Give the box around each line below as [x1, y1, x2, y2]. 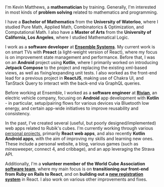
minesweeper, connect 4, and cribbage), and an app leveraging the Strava [5, 146, 155, 152]
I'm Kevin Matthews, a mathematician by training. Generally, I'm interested [5, 4, 156, 10]
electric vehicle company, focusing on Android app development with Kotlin [5, 95, 159, 101]
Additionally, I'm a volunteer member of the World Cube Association [5, 161, 145, 166]
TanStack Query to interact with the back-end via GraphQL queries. [5, 80, 141, 86]
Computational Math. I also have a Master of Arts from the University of [5, 29, 152, 35]
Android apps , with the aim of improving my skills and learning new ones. [5, 136, 154, 141]
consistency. [5, 111, 31, 117]
